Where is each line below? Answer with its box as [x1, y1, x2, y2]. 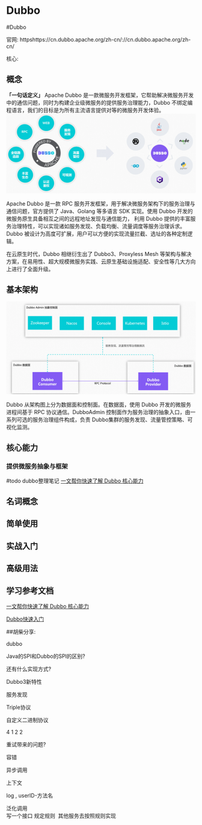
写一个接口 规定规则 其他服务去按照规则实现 [6, 812, 116, 820]
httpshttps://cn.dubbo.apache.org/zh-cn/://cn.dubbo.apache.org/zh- [19, 35, 191, 43]
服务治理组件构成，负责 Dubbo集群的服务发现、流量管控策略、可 [32, 416, 193, 423]
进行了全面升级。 [11, 265, 54, 272]
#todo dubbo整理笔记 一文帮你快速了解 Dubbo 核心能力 [6, 477, 144, 484]
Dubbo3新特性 [6, 678, 42, 686]
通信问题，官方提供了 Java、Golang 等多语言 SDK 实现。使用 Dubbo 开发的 [6, 207, 194, 215]
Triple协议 [6, 704, 31, 711]
